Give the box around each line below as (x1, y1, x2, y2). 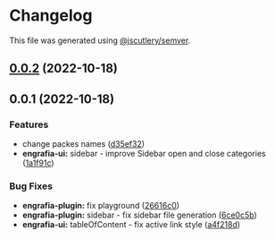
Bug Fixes (9, 180, 54, 192)
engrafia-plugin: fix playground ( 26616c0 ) (21, 201, 180, 211)
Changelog (9, 5, 93, 26)
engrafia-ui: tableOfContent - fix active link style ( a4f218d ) (21, 219, 241, 230)
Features (9, 118, 49, 131)
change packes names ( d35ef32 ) (21, 139, 146, 149)
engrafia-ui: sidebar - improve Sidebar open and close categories (21, 149, 266, 159)
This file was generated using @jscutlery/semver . (9, 35, 191, 46)
